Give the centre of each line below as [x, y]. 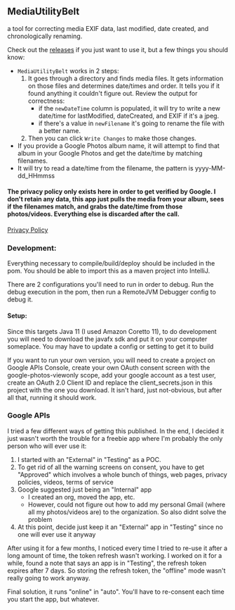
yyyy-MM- [210, 168]
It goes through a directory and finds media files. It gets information [126, 78]
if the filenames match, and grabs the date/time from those [95, 206]
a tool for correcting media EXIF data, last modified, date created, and [108, 28]
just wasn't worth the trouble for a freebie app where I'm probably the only [115, 438]
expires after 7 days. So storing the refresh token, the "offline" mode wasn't [116, 571]
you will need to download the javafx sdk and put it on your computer [107, 339]
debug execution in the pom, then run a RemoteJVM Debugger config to [112, 292]
